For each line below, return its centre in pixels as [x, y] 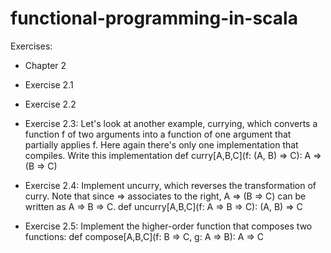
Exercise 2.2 [50, 104]
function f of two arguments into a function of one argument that [158, 134]
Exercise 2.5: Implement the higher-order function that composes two [168, 226]
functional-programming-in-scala [154, 18]
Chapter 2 [45, 65]
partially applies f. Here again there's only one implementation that [161, 144]
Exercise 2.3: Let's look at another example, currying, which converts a [171, 123]
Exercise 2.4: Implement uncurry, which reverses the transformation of [170, 185]
